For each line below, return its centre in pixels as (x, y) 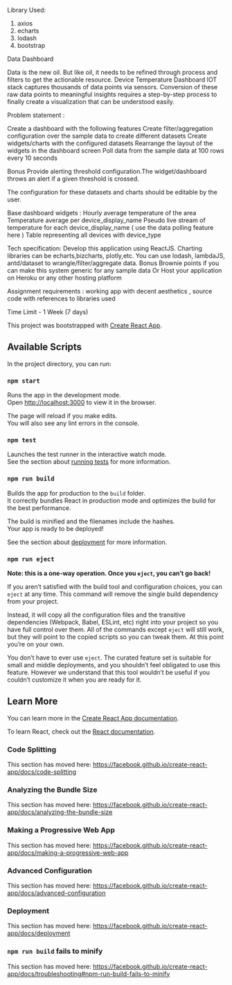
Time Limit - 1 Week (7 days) (48, 312)
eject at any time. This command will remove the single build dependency (113, 594)
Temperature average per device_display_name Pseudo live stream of (106, 220)
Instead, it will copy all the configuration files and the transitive (96, 615)
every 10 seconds (32, 158)
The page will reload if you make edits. (62, 416)
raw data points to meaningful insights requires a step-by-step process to (112, 94)
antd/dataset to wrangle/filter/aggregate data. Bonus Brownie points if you (113, 263)
